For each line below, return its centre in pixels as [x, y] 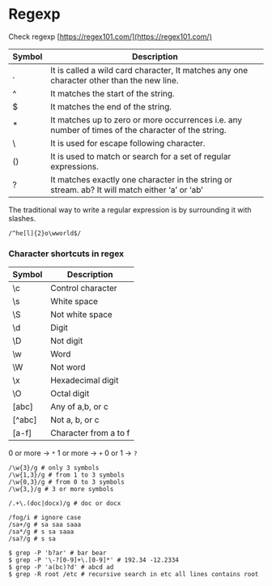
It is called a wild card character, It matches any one [149, 70]
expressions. [74, 166]
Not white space [81, 314]
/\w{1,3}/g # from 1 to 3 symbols [67, 475]
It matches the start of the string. [113, 93]
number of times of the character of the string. [138, 130]
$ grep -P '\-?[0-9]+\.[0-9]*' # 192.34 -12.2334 [94, 560]
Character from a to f [90, 433]
